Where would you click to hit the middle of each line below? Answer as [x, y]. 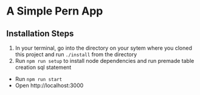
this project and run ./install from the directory [76, 54]
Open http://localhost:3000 [49, 85]
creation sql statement [43, 67]
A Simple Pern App [55, 11]
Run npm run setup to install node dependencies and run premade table [105, 61]
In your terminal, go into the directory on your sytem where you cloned [104, 48]
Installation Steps [40, 34]
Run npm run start [39, 79]
